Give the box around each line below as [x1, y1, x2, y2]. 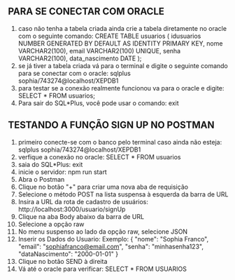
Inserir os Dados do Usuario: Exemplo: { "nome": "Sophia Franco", [17, 234, 209, 243]
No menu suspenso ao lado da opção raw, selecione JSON [17, 227, 188, 236]
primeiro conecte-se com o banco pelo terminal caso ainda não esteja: [17, 138, 222, 146]
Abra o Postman [17, 175, 65, 183]
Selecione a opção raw [17, 220, 85, 228]
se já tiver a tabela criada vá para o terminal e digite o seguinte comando [17, 61, 228, 69]
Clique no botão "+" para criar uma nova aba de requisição [17, 182, 188, 191]
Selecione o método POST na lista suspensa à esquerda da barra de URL [17, 189, 229, 199]
